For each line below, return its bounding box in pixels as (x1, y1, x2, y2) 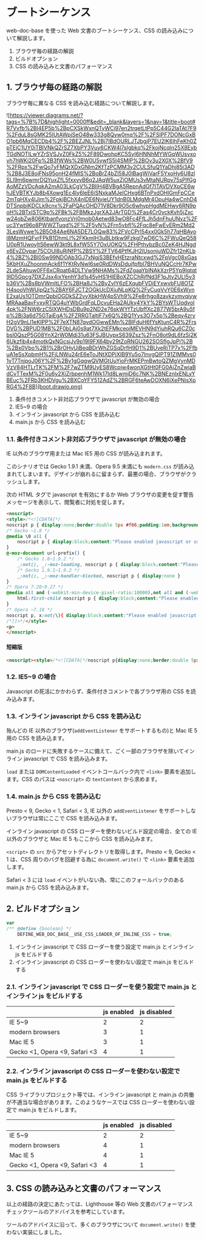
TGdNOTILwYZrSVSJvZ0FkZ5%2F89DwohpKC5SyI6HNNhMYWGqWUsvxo (6, 150, 196, 157)
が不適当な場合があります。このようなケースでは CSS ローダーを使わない (6, 1099, 189, 1106)
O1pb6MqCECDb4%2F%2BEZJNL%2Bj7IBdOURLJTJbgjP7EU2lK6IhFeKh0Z (6, 137, 197, 145)
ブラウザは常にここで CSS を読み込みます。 (11, 815, 121, 822)
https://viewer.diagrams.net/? (10, 111, 84, 119)
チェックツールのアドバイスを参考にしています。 (6, 1208, 128, 1215)
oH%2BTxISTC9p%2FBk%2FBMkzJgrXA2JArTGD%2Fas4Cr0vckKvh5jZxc (6, 208, 194, 216)
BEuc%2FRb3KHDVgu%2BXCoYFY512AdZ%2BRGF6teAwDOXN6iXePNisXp (6, 376, 196, 384)
